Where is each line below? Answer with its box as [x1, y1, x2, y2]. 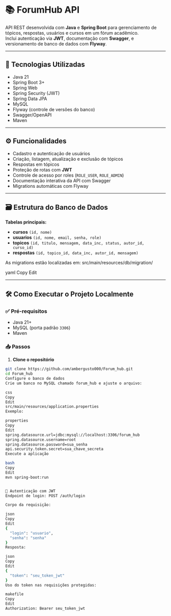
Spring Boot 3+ [12, 79, 45, 85]
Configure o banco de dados [5, 376, 65, 381]
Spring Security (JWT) [12, 90, 60, 96]
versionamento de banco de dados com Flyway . [5, 40, 107, 46]
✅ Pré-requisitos [5, 307, 47, 314]
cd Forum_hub [5, 371, 33, 377]
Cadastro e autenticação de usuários [12, 150, 91, 156]
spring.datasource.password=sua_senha [5, 442, 88, 447]
